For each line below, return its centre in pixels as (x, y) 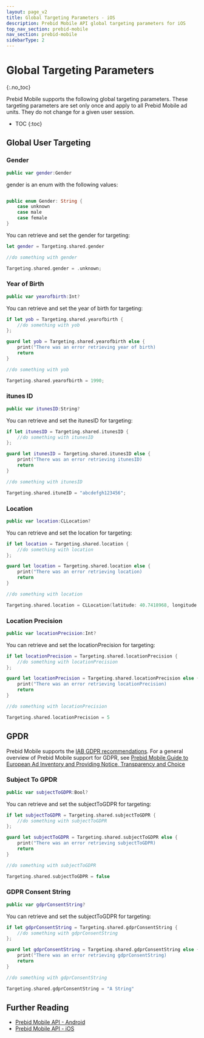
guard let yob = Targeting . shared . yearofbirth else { (76, 342)
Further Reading (38, 1007)
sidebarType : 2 (25, 40)
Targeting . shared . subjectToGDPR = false (58, 876)
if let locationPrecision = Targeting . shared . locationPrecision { (92, 656)
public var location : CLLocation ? (49, 521)
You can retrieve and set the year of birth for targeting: (75, 308)
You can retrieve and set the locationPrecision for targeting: (81, 645)
